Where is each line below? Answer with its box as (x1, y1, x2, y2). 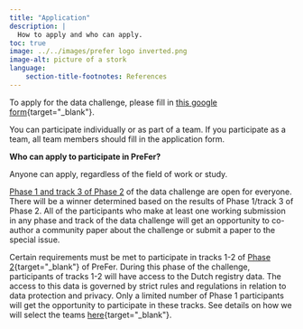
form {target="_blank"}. (9, 106, 95, 117)
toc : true (9, 38, 47, 48)
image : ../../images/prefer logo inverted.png (9, 47, 188, 56)
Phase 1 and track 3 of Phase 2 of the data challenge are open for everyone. (9, 186, 293, 197)
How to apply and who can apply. (17, 30, 143, 39)
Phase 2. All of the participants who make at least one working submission (9, 205, 286, 216)
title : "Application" (9, 13, 91, 23)
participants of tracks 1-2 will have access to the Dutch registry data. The (9, 270, 281, 281)
